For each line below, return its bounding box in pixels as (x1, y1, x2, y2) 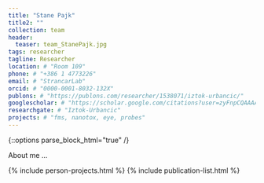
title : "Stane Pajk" (8, 11, 76, 20)
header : (8, 33, 34, 42)
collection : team (8, 26, 65, 34)
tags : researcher (8, 48, 65, 56)
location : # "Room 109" (8, 63, 86, 71)
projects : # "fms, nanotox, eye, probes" (8, 114, 146, 122)
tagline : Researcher (8, 56, 76, 64)
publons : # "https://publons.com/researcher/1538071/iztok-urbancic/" (8, 92, 244, 100)
